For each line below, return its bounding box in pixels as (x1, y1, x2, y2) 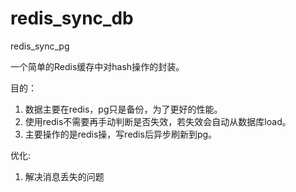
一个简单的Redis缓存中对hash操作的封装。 (10, 60, 185, 72)
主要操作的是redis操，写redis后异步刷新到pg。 (24, 128, 218, 140)
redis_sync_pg (10, 40, 70, 52)
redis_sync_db (10, 7, 134, 30)
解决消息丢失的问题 (24, 170, 105, 182)
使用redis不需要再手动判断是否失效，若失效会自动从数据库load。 (24, 115, 292, 127)
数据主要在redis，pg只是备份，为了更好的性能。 (24, 103, 223, 115)
